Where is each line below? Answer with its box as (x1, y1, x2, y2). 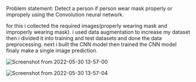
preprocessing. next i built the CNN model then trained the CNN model (6, 41, 177, 48)
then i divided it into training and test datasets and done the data (6, 35, 163, 41)
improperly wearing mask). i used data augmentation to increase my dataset (6, 28, 191, 35)
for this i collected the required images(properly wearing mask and (6, 23, 167, 29)
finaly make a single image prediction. (6, 47, 98, 54)
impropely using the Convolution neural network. (6, 11, 124, 18)
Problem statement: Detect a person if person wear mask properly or (6, 5, 173, 12)
